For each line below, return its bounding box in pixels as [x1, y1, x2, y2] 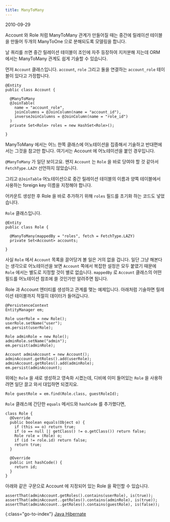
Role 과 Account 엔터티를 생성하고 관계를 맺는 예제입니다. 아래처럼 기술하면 [5, 286, 155, 293]
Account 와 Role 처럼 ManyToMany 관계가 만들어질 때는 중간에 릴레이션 [5, 32, 149, 38]
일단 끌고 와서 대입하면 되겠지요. [14, 381, 79, 387]
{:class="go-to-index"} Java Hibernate [5, 511, 86, 517]
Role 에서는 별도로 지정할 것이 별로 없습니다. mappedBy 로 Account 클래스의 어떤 [5, 269, 162, 275]
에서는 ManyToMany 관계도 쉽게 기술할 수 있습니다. [5, 55, 108, 62]
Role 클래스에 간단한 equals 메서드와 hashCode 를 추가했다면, [5, 400, 126, 407]
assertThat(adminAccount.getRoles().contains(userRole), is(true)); [5, 493, 153, 498]
